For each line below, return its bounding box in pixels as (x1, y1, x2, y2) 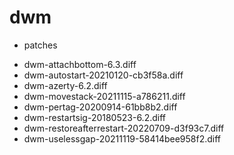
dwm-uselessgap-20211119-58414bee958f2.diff (23, 132, 222, 145)
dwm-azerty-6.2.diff (23, 79, 108, 91)
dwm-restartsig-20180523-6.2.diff (23, 111, 166, 123)
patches (23, 39, 58, 51)
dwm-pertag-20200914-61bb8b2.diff (23, 101, 178, 113)
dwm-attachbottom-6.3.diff (23, 58, 137, 70)
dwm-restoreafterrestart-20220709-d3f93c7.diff (23, 122, 225, 134)
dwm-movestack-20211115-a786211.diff (23, 90, 186, 102)
